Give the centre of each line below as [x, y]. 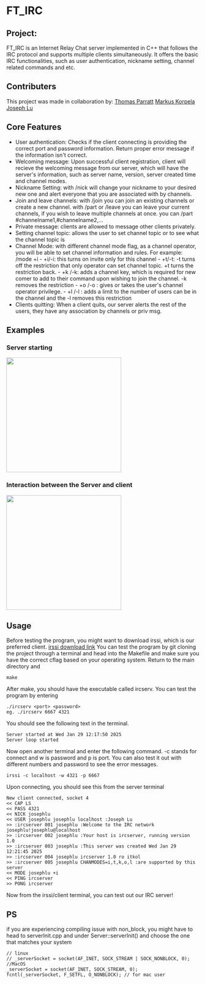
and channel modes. [41, 181]
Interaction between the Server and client [69, 485]
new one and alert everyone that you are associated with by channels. [103, 194]
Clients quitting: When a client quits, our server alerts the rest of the [101, 304]
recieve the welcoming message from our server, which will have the [102, 168]
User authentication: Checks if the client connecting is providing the [101, 142]
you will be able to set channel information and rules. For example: [99, 252]
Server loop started [33, 740]
